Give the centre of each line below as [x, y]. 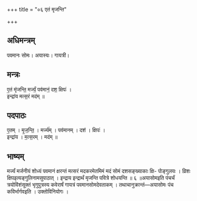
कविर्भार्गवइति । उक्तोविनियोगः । [38, 192]
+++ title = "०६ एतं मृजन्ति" [37, 9]
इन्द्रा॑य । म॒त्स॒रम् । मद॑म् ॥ [33, 137]
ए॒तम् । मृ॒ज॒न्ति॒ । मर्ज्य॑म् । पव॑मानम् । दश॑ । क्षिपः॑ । [56, 130]
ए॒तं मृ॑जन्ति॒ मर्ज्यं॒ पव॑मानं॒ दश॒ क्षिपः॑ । [39, 89]
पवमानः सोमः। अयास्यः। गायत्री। [38, 55]
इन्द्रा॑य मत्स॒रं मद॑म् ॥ [26, 96]
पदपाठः [17, 116]
